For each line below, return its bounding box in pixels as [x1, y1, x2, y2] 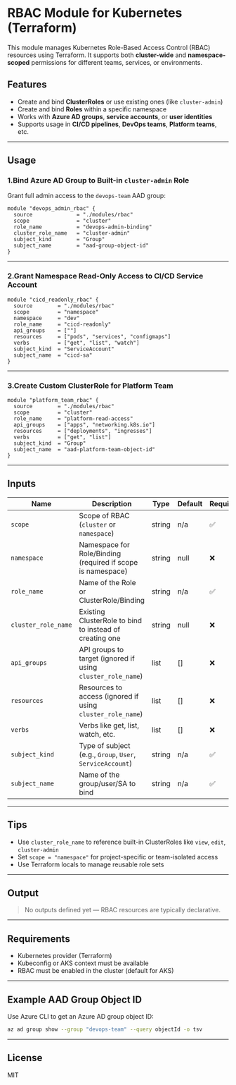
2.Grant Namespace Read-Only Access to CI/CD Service [7, 271, 204, 281]
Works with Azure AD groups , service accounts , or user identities [17, 112, 213, 121]
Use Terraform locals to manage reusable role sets [17, 860, 164, 869]
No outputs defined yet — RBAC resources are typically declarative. [24, 906, 221, 914]
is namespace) [79, 566, 128, 576]
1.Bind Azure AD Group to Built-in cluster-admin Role [7, 176, 190, 185]
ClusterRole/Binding [79, 595, 145, 605]
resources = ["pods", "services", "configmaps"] [13, 333, 171, 340]
